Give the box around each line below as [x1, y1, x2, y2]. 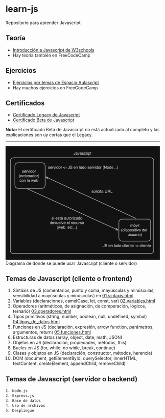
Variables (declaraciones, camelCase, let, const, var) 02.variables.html [12, 298, 156, 304]
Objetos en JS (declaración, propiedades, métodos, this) [12, 340, 127, 346]
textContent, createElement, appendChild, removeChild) [12, 361, 126, 366]
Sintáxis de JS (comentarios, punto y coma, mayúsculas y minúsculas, [12, 287, 155, 293]
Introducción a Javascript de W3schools [12, 47, 94, 53]
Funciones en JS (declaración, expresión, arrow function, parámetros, [12, 324, 154, 330]
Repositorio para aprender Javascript [5, 20, 81, 26]
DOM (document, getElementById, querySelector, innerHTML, [12, 355, 138, 362]
